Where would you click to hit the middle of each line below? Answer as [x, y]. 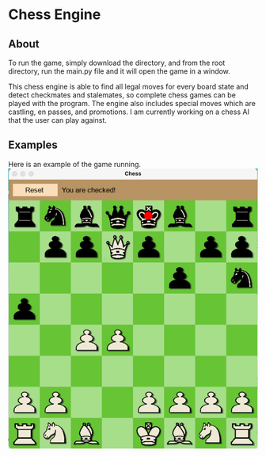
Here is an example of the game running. [74, 164]
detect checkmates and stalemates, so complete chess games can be [122, 95]
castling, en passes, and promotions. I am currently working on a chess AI [129, 112]
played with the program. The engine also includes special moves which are [132, 103]
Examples [33, 145]
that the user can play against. [57, 120]
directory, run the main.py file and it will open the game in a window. [120, 71]
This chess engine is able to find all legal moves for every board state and [129, 86]
